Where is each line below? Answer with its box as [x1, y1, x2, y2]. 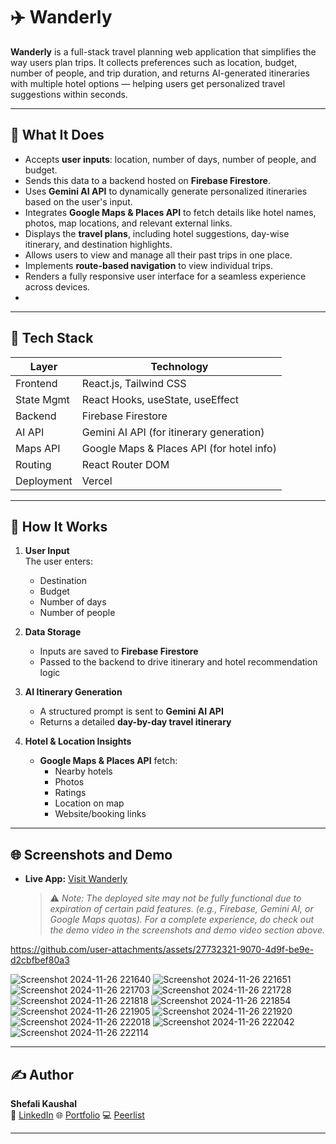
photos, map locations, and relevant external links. [24, 217, 233, 229]
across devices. [24, 280, 91, 293]
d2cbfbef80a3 [10, 954, 70, 966]
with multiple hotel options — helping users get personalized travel [10, 77, 286, 89]
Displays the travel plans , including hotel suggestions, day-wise [24, 227, 290, 239]
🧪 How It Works [10, 518, 108, 535]
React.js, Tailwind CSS [81, 376, 187, 390]
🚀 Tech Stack [10, 330, 94, 347]
